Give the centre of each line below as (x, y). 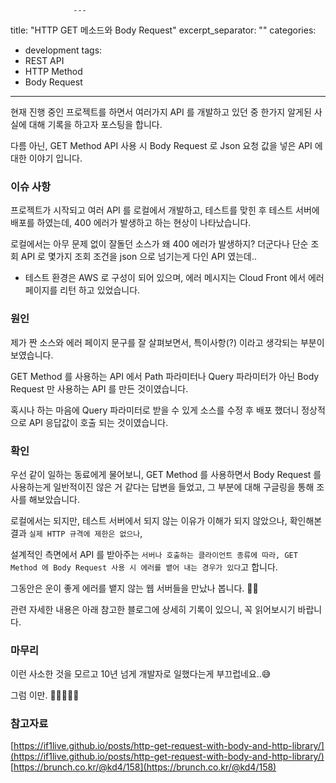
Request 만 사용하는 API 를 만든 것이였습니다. (99, 388)
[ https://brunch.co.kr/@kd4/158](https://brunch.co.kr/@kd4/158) (143, 767)
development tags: (63, 50)
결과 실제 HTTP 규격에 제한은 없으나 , (76, 533)
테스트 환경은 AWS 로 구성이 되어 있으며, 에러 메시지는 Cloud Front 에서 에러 (174, 278)
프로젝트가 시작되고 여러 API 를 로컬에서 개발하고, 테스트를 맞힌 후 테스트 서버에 (165, 210)
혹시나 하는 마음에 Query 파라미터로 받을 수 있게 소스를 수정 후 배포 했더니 (155, 410)
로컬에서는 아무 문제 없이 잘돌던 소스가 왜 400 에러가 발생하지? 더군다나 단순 (159, 244)
